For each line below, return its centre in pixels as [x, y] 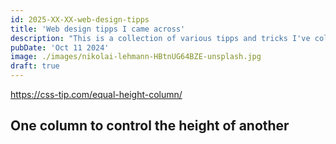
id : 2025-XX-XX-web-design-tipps [80, 19]
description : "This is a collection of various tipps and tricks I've [160, 38]
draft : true [35, 66]
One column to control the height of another [150, 126]
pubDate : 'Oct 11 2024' [60, 47]
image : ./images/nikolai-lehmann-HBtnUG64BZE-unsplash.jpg [136, 57]
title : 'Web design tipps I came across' [98, 29]
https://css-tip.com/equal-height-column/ [96, 94]
